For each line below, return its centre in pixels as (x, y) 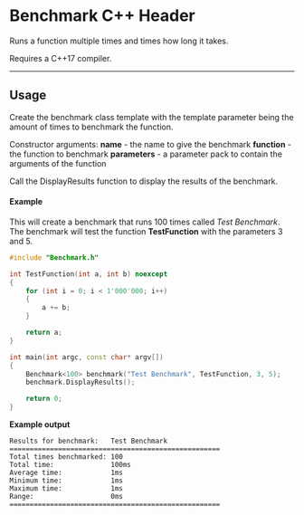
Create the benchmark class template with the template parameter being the (152, 117)
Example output (40, 424)
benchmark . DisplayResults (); (81, 382)
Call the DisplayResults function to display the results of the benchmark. (144, 181)
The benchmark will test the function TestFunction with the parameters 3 (146, 231)
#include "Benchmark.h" (54, 257)
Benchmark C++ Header (103, 16)
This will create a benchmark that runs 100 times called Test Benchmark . (145, 222)
